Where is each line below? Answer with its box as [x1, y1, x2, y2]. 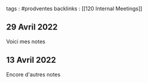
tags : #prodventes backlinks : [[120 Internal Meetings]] [6, 5, 143, 12]
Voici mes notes [6, 38, 46, 45]
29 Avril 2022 [6, 22, 58, 32]
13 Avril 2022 [6, 55, 57, 65]
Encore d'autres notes [6, 71, 61, 78]
